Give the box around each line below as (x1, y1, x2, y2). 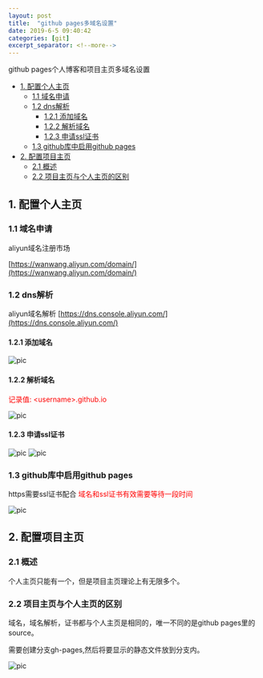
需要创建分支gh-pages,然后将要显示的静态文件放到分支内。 (8, 645, 204, 654)
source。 (8, 628, 38, 637)
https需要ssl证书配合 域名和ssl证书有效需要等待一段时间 (8, 490, 193, 499)
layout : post (8, 11, 52, 20)
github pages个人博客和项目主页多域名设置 (8, 65, 151, 75)
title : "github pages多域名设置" (8, 19, 118, 27)
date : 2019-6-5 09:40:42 (8, 26, 91, 34)
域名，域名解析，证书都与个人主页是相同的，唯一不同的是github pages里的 (8, 618, 256, 628)
